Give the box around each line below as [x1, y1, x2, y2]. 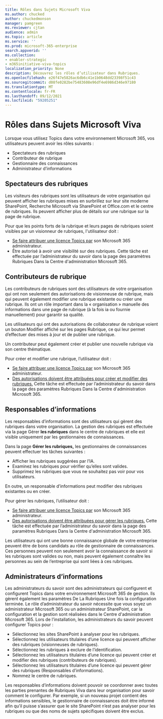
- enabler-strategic [5, 57, 47, 62]
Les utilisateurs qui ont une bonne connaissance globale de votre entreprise [5, 538, 157, 543]
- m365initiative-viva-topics [5, 62, 67, 67]
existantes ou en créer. [5, 488, 51, 494]
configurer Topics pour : [5, 622, 54, 628]
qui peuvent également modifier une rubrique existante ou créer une [5, 296, 142, 302]
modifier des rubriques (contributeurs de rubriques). [12, 657, 118, 663]
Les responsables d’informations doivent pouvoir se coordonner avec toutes [5, 682, 158, 688]
